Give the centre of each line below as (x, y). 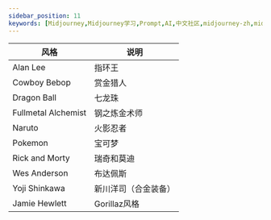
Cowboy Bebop (42, 82)
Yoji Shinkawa (39, 188)
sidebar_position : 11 (45, 16)
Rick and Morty (41, 158)
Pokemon (30, 143)
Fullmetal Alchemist (50, 112)
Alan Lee (29, 67)
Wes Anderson (40, 172)
